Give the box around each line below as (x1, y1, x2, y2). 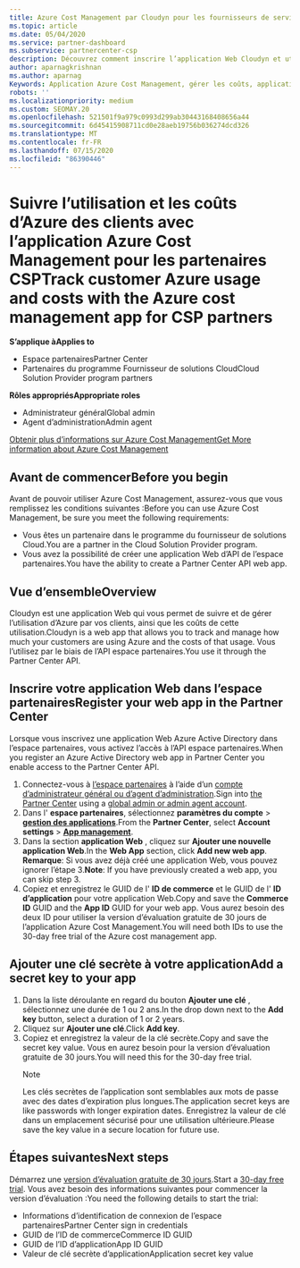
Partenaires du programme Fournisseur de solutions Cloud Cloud (21, 363, 260, 374)
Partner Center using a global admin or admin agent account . (21, 798, 247, 808)
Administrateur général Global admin (21, 408, 155, 418)
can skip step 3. (21, 874, 81, 884)
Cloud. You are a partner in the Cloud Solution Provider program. (21, 539, 258, 550)
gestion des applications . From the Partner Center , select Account (21, 816, 271, 827)
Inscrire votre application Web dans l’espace (9, 681, 262, 697)
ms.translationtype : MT (9, 130, 98, 139)
